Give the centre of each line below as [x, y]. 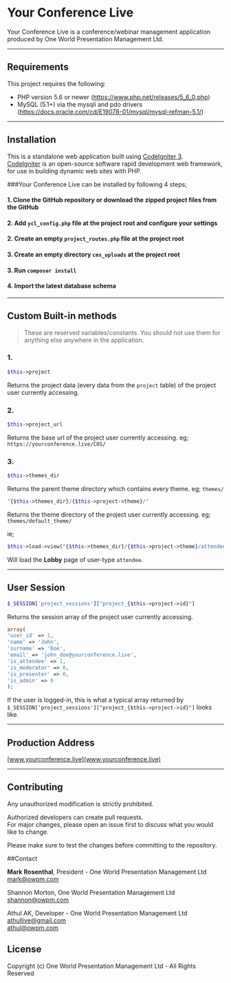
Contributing [35, 787]
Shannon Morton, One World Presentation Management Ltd [91, 892]
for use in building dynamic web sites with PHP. [75, 171]
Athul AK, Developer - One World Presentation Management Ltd [97, 913]
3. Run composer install [42, 270]
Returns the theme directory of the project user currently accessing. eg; [109, 515]
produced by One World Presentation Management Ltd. [85, 39]
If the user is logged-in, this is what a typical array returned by [96, 700]
